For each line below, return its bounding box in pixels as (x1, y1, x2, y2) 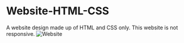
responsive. (6, 30, 35, 37)
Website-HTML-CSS (6, 4, 109, 18)
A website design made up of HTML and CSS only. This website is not (6, 24, 178, 31)
